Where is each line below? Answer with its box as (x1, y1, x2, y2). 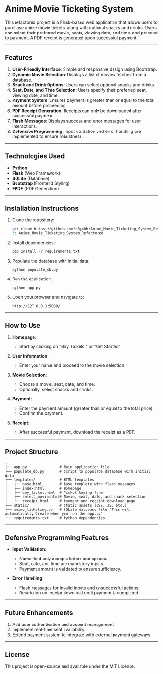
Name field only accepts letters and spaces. (19, 556, 108, 561)
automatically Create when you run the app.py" (5, 511, 103, 516)
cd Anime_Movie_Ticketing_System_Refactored (12, 231, 104, 236)
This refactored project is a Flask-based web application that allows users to (5, 19, 158, 25)
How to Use (5, 321, 41, 329)
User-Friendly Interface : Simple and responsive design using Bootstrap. (12, 66, 157, 72)
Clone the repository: (12, 217, 55, 223)
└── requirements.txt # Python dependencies (5, 516, 105, 521)
